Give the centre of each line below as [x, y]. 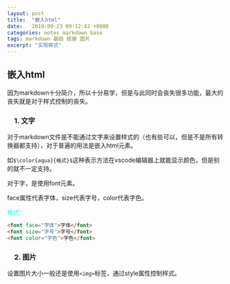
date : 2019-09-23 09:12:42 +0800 [58, 26]
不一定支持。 [37, 169]
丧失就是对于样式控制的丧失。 [49, 101]
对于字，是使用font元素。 [43, 183]
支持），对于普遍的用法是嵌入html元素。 [81, 145]
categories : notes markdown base [55, 33]
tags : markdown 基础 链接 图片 [49, 39]
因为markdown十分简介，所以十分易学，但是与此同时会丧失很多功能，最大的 [115, 93]
